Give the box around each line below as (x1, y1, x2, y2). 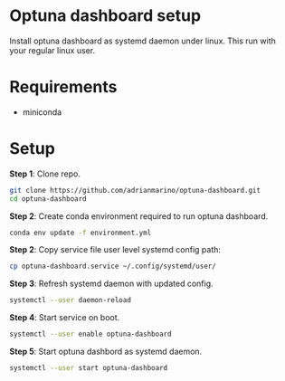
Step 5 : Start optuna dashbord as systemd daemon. (9, 346, 203, 357)
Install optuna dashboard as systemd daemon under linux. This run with (9, 35, 276, 46)
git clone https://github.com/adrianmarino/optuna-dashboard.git (9, 186, 261, 195)
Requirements (9, 77, 118, 98)
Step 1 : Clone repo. (9, 168, 81, 179)
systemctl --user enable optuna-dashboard (9, 329, 172, 339)
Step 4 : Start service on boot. (9, 312, 120, 323)
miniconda (22, 106, 62, 118)
